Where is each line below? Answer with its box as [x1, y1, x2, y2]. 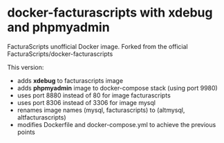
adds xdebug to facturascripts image [17, 76, 123, 84]
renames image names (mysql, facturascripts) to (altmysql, [17, 106, 185, 114]
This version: [7, 63, 44, 71]
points [17, 128, 36, 136]
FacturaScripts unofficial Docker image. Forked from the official [7, 42, 188, 50]
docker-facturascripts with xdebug [7, 5, 213, 21]
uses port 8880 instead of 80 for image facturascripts [17, 91, 171, 99]
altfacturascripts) [17, 113, 67, 122]
